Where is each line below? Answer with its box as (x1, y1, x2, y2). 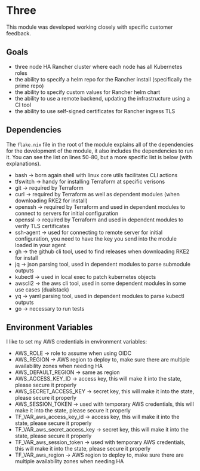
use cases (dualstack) (14, 285, 70, 293)
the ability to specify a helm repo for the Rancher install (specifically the (14, 75, 192, 83)
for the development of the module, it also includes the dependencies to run (6, 147, 193, 154)
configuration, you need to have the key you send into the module (14, 235, 177, 242)
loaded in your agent (14, 241, 66, 248)
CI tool (14, 101, 32, 108)
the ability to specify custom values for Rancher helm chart (14, 88, 161, 96)
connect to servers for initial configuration (14, 209, 119, 217)
